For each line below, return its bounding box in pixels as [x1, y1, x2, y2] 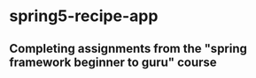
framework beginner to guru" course [9, 54, 217, 69]
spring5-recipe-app [9, 6, 159, 26]
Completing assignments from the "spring [9, 41, 248, 56]
